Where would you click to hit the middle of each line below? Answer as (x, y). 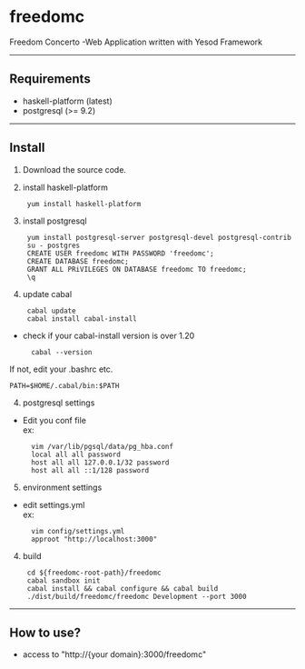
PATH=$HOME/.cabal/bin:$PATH (64, 385)
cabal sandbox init (64, 580)
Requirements (50, 79)
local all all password (76, 454)
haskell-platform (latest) (68, 101)
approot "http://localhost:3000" (94, 539)
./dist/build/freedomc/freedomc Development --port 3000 (137, 596)
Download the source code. (74, 169)
